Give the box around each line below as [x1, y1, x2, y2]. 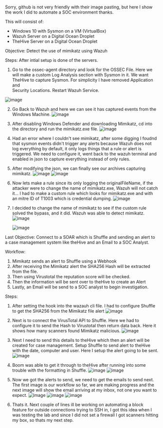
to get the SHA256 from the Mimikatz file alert [12, 308, 105, 314]
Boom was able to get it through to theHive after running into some [12, 362, 146, 368]
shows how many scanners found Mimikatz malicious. [12, 328, 121, 334]
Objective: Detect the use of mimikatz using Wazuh [5, 48, 108, 53]
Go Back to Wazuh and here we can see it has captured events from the [12, 107, 157, 112]
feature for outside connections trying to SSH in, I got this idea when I [12, 407, 152, 412]
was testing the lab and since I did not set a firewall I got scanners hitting [12, 412, 159, 418]
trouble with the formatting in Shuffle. [12, 367, 88, 373]
